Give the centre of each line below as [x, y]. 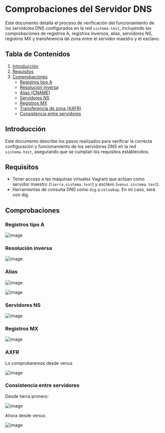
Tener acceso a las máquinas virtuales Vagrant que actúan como [78, 179]
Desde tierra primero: [27, 396]
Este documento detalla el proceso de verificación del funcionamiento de [80, 23]
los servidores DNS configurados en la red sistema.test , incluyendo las [79, 28]
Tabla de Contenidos [38, 54]
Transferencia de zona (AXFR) [51, 108]
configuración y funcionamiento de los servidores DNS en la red [71, 146]
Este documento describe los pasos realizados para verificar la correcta [79, 141]
